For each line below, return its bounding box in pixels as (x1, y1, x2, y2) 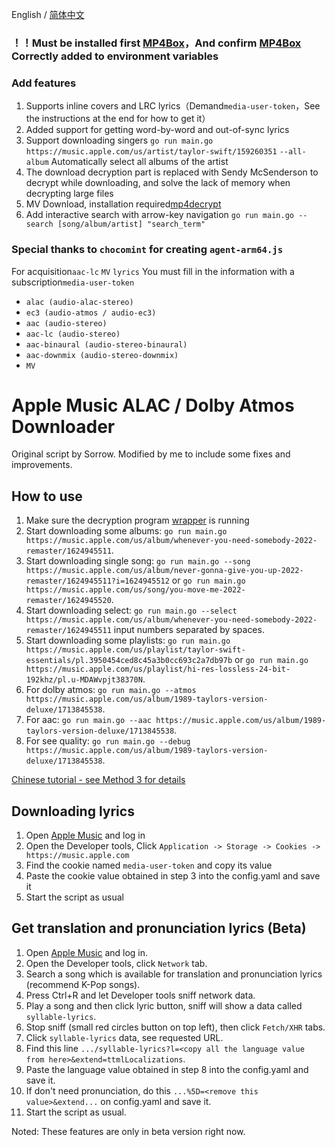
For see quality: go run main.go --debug (25, 735, 191, 747)
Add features (11, 76, 77, 90)
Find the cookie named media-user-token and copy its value (25, 859, 273, 872)
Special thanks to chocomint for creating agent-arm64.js (11, 243, 284, 257)
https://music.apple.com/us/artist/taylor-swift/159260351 (25, 147, 278, 157)
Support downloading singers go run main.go (25, 134, 214, 147)
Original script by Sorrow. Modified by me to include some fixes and (11, 448, 291, 460)
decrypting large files (25, 188, 114, 200)
